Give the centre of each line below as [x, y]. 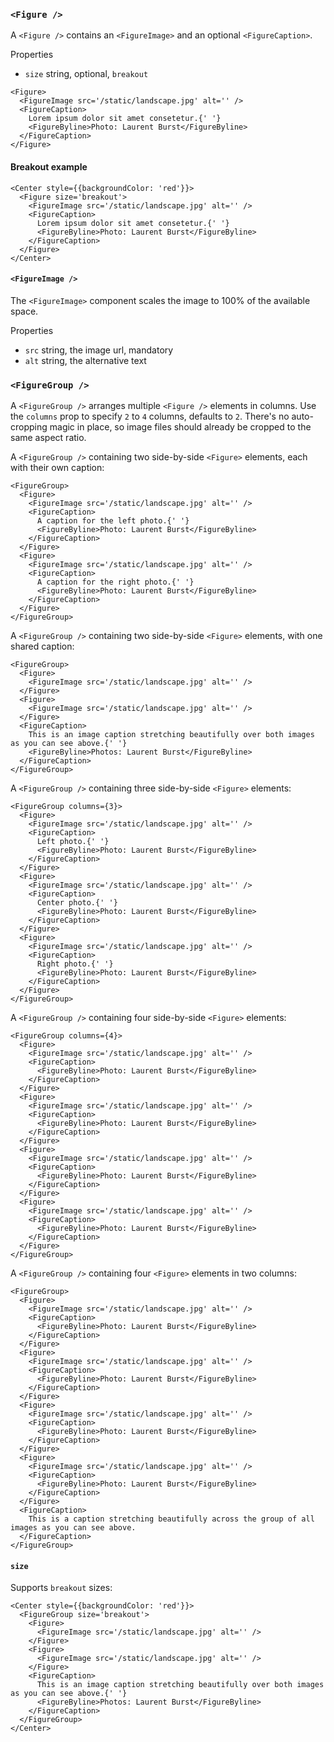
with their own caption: [57, 467]
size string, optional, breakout [86, 74]
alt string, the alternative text [85, 360]
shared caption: [42, 646]
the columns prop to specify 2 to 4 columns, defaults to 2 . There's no [150, 416]
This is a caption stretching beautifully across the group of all [171, 1519]
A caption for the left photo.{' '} [113, 521]
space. [24, 311]
